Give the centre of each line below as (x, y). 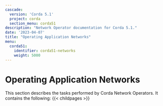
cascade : (14, 10)
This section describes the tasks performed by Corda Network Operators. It (81, 93)
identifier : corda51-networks (45, 51)
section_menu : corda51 (33, 23)
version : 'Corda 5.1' (32, 14)
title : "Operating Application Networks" (48, 37)
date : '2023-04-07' (25, 32)
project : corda (25, 19)
